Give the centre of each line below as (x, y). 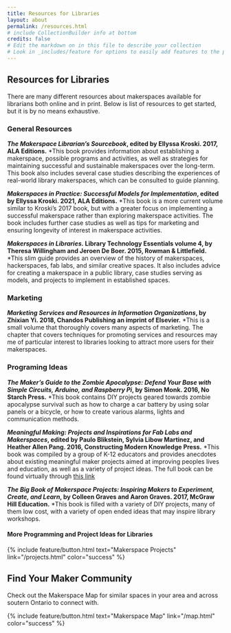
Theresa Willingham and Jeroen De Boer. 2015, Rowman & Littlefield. (107, 250)
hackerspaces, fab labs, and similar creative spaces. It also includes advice (114, 265)
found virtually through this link (51, 476)
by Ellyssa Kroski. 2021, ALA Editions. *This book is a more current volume (115, 201)
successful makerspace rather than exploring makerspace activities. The (110, 215)
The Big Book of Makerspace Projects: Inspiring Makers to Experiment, (111, 489)
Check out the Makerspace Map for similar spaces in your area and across (113, 595)
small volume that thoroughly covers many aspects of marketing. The (105, 328)
